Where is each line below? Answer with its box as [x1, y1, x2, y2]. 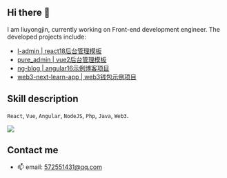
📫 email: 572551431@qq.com [17, 163, 102, 171]
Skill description [7, 93, 79, 105]
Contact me [7, 144, 59, 156]
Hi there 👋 [7, 7, 50, 19]
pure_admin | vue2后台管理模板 [17, 55, 107, 63]
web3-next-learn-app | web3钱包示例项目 [17, 72, 137, 81]
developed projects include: [7, 32, 86, 41]
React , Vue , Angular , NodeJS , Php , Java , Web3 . [7, 111, 129, 119]
